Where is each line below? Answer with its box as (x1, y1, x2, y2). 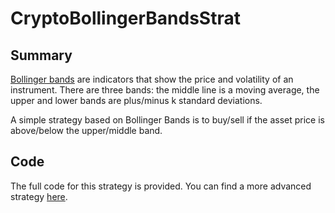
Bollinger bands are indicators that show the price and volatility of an (10, 73, 294, 85)
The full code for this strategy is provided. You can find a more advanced (10, 180, 312, 192)
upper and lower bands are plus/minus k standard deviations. (10, 95, 263, 106)
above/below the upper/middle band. (10, 125, 163, 136)
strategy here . (10, 190, 68, 202)
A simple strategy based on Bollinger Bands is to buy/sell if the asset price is (10, 114, 325, 126)
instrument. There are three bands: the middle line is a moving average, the (10, 84, 320, 96)
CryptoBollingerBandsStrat (10, 7, 241, 30)
